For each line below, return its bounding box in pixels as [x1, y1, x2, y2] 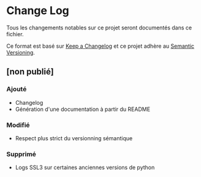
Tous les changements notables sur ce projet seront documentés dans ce [6, 24, 192, 31]
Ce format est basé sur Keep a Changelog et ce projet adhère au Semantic [6, 42, 195, 50]
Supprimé [6, 149, 37, 158]
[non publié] [6, 67, 54, 77]
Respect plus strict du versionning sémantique [15, 134, 133, 141]
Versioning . [6, 48, 36, 56]
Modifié [6, 121, 30, 129]
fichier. [6, 30, 24, 37]
